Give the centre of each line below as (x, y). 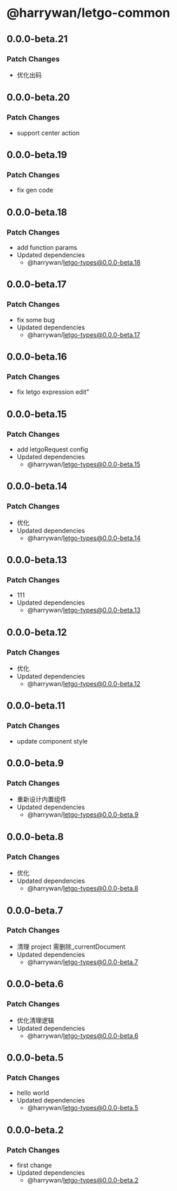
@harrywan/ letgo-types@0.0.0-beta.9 (83, 815)
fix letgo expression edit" (53, 392)
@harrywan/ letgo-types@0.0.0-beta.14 (84, 538)
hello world (33, 1093)
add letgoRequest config (52, 449)
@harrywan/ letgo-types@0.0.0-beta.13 (84, 610)
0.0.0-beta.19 (37, 155)
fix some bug (36, 320)
